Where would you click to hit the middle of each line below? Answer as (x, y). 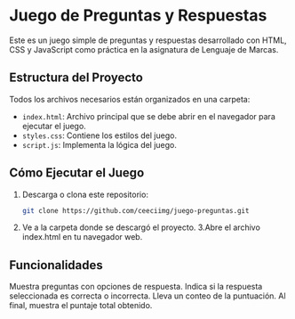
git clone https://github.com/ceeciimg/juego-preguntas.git (136, 210)
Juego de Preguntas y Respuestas (138, 16)
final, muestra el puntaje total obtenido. (81, 306)
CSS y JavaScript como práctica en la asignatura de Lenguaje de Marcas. (144, 49)
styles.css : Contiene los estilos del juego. (100, 135)
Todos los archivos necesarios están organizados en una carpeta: (130, 99)
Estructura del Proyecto (76, 78)
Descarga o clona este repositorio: (85, 194)
